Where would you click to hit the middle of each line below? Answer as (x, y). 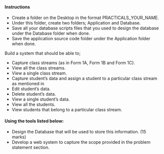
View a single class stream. (39, 73)
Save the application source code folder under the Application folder (81, 39)
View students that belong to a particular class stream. (67, 110)
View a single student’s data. (41, 99)
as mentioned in (28, 84)
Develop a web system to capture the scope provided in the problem (81, 142)
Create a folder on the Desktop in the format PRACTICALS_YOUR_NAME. (85, 18)
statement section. (30, 148)
